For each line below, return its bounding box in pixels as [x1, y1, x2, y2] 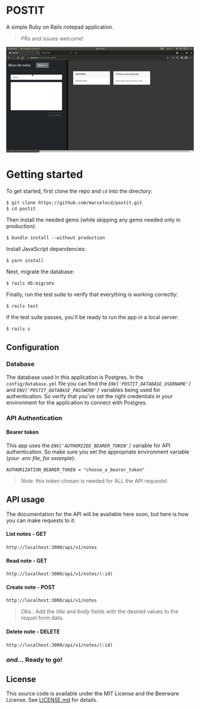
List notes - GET [6, 531, 47, 538]
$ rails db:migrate [6, 280, 55, 286]
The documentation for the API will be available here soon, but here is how [6, 510, 189, 517]
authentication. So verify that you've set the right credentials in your [6, 392, 173, 400]
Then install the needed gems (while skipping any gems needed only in [6, 216, 181, 224]
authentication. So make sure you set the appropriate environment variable [6, 448, 190, 455]
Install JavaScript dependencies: [6, 245, 86, 252]
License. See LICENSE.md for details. [6, 696, 98, 704]
